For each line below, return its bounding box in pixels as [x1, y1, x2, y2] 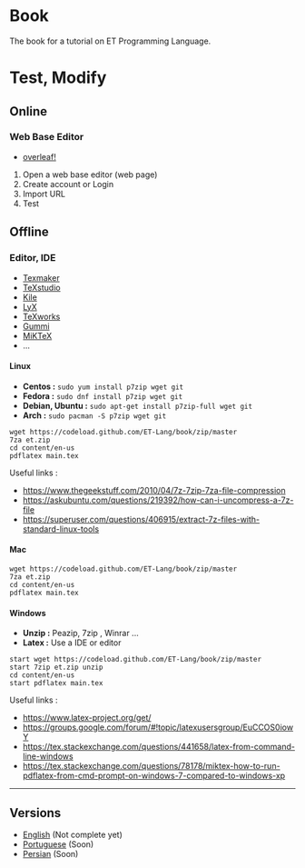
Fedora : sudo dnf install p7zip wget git [22, 390, 183, 401]
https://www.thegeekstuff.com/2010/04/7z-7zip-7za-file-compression [22, 484, 286, 495]
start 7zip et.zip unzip [9, 663, 103, 673]
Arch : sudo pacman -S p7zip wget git [22, 410, 167, 421]
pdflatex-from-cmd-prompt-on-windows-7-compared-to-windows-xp [22, 770, 286, 782]
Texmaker [22, 272, 61, 283]
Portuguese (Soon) [22, 838, 94, 850]
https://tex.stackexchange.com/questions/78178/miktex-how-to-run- [22, 761, 280, 772]
